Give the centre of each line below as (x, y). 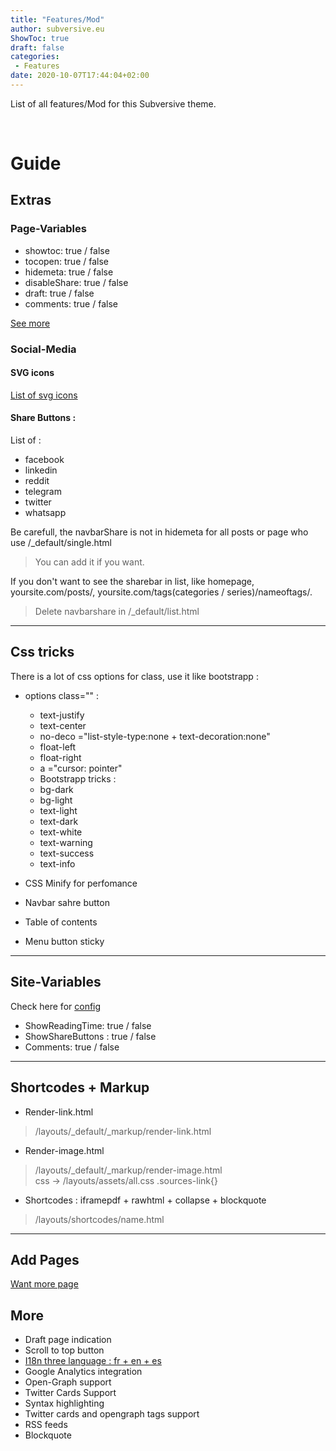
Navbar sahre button (67, 902)
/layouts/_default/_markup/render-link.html (123, 1131)
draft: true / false (59, 293)
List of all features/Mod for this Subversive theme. (113, 103)
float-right (60, 757)
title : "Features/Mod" (57, 19)
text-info (57, 863)
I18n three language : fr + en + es (93, 1361)
